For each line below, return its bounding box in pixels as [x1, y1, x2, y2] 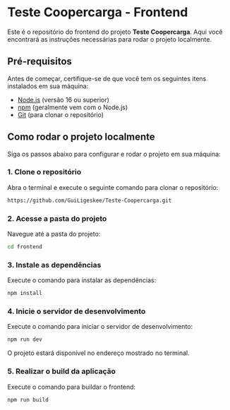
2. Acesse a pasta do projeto [7, 213, 107, 223]
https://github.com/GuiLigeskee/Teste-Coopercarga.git [7, 197, 172, 204]
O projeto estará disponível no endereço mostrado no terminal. [7, 349, 190, 357]
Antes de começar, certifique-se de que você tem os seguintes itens [7, 74, 207, 83]
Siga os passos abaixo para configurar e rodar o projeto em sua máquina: [7, 150, 221, 158]
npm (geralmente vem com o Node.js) [17, 103, 128, 111]
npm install [7, 290, 42, 297]
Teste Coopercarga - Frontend [7, 4, 188, 20]
